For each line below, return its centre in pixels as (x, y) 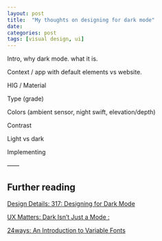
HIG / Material (27, 85)
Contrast (20, 125)
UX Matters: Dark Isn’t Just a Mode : (58, 217)
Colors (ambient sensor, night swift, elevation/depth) (81, 112)
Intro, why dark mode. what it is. (53, 59)
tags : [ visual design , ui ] (46, 39)
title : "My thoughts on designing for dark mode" (81, 20)
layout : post (26, 13)
